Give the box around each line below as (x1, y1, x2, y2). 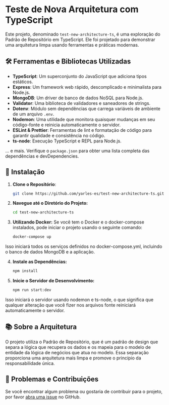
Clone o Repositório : (12, 181, 57, 187)
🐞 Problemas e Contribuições (5, 375, 99, 384)
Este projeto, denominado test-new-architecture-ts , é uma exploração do (5, 31, 160, 37)
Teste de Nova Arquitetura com (5, 4, 139, 15)
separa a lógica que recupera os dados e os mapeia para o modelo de (5, 344, 151, 350)
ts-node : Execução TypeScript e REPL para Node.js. (12, 138, 122, 144)
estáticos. (12, 79, 33, 85)
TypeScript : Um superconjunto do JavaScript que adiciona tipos (12, 73, 147, 79)
